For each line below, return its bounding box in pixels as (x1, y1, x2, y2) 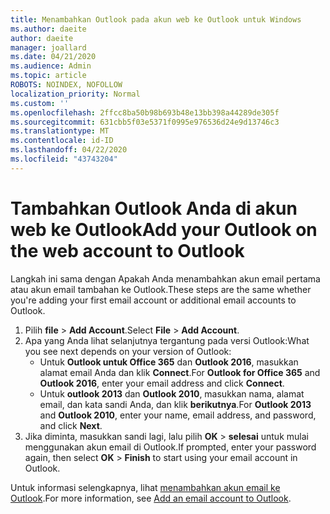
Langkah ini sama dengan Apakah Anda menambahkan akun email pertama (10, 272, 321, 285)
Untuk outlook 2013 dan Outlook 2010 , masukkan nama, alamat (39, 387, 305, 400)
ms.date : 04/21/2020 (10, 52, 97, 62)
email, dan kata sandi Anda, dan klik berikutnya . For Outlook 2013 (39, 398, 312, 410)
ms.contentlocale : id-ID (10, 136, 114, 146)
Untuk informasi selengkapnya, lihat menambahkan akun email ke (10, 481, 281, 493)
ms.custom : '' (10, 98, 70, 108)
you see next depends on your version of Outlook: (24, 345, 232, 357)
